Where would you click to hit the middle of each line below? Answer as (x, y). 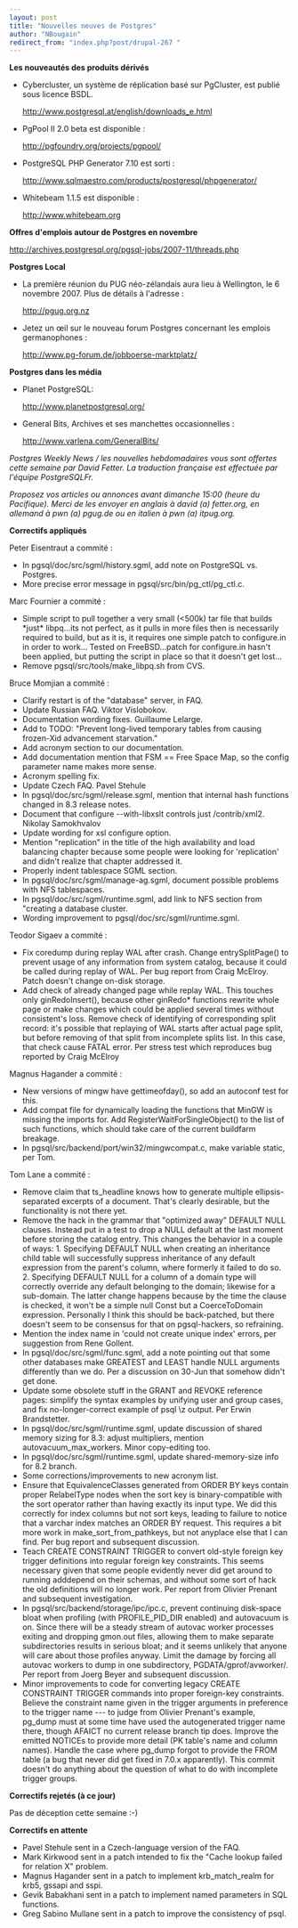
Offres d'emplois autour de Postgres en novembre (104, 232)
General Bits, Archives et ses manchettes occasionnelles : (128, 424)
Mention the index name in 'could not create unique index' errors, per (149, 1334)
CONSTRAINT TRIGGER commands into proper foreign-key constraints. (153, 1694)
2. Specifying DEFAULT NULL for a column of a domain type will (139, 1277)
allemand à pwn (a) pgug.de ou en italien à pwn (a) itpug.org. (122, 514)
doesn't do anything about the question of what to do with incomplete (150, 1769)
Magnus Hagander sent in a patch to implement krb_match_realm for (148, 1876)
